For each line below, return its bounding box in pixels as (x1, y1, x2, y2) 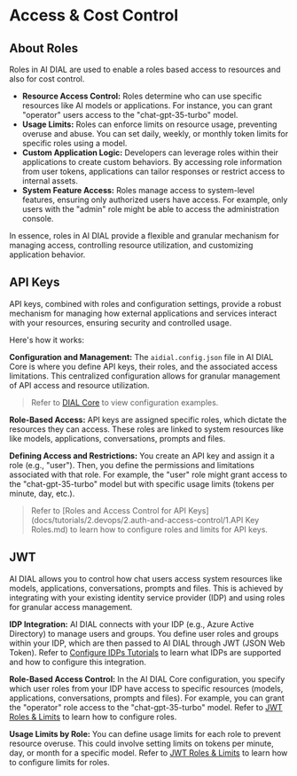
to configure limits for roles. (9, 756, 111, 767)
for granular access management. (9, 601, 133, 612)
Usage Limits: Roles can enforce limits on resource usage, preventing (21, 119, 277, 129)
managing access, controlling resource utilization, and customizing (9, 240, 254, 250)
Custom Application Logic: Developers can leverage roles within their (21, 147, 279, 158)
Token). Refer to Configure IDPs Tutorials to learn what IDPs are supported (9, 647, 282, 657)
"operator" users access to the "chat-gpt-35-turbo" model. (21, 110, 238, 120)
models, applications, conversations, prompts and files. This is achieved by (9, 583, 284, 593)
